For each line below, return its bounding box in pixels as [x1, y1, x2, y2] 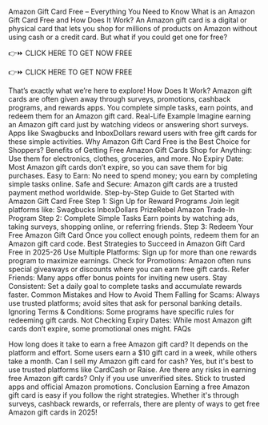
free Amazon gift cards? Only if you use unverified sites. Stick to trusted [8, 374, 246, 383]
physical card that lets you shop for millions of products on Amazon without [8, 24, 258, 33]
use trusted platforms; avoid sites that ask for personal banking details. [8, 299, 242, 307]
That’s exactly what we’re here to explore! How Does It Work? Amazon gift [8, 86, 253, 95]
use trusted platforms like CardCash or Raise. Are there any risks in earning [8, 365, 257, 375]
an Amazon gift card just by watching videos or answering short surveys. [8, 120, 250, 129]
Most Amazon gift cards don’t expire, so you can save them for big [8, 162, 228, 171]
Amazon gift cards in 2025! [8, 407, 98, 417]
